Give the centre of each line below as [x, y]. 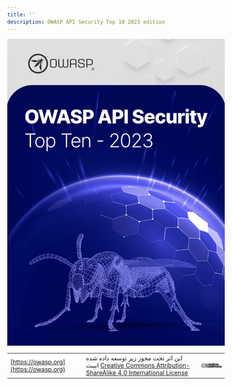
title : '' [21, 15]
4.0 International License [153, 373]
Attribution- [173, 365]
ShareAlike [101, 373]
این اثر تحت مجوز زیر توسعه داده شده [134, 358]
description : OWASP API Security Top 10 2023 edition [86, 22]
